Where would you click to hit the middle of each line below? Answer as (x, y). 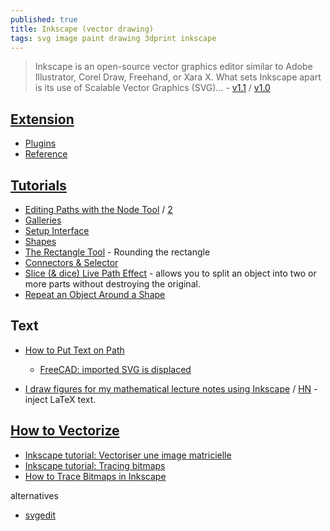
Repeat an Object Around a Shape (95, 294)
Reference (46, 154)
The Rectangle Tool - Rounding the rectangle (117, 252)
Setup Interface (57, 230)
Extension (42, 119)
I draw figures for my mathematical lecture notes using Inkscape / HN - (171, 388)
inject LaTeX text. (60, 399)
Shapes (40, 241)
